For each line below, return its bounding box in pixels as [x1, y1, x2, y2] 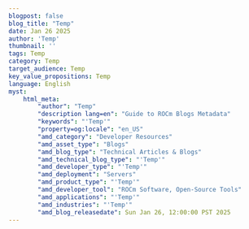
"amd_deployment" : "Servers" [37, 171, 137, 179]
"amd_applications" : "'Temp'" [37, 192, 140, 201]
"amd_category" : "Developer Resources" [37, 132, 173, 140]
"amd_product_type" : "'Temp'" [37, 178, 140, 187]
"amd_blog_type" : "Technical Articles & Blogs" [37, 148, 202, 156]
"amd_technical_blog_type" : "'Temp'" [37, 155, 165, 163]
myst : [8, 87, 27, 96]
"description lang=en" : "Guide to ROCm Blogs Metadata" [37, 110, 231, 119]
